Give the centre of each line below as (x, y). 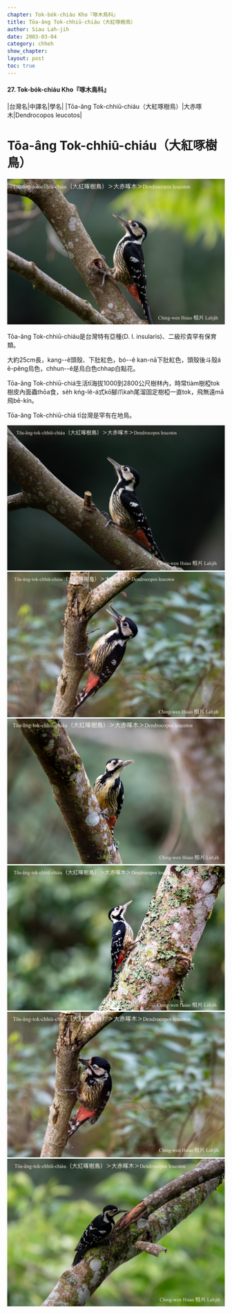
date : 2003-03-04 (32, 37)
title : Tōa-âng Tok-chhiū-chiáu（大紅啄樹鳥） (72, 22)
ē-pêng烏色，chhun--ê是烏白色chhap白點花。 (73, 368)
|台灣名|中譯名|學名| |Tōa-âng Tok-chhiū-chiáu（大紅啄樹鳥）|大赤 (102, 106)
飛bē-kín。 (22, 400)
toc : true (21, 66)
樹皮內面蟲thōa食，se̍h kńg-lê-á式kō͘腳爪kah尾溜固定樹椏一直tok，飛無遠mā (116, 392)
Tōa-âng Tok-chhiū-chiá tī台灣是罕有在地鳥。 (71, 415)
